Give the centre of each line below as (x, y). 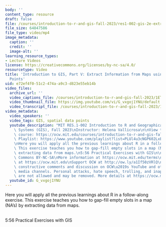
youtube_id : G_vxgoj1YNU (35, 181)
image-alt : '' (24, 51)
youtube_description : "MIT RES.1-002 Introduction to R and (73, 125)
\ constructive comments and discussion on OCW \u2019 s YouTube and (85, 167)
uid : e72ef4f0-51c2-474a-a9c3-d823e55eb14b (51, 83)
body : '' (14, 10)
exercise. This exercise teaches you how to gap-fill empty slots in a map (79, 200)
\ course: (24, 135)
